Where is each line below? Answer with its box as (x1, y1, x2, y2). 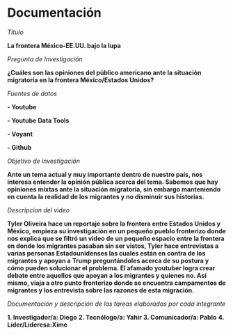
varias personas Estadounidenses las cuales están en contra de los (7, 249, 206, 257)
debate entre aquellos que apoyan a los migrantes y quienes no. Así (7, 271, 207, 279)
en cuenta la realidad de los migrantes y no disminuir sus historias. (7, 192, 204, 201)
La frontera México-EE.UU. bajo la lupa (7, 41, 122, 49)
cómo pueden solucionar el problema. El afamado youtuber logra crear (7, 263, 216, 272)
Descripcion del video (7, 205, 70, 214)
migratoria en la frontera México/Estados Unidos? (7, 75, 154, 84)
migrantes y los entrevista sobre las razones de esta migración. (7, 286, 195, 294)
